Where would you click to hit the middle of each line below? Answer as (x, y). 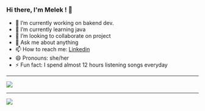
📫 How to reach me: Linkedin (52, 49)
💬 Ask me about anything (47, 43)
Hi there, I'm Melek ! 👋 (39, 10)
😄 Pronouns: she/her (42, 58)
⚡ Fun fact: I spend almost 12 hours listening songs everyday (91, 65)
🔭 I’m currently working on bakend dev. (64, 23)
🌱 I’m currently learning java (50, 29)
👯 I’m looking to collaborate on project (63, 36)
